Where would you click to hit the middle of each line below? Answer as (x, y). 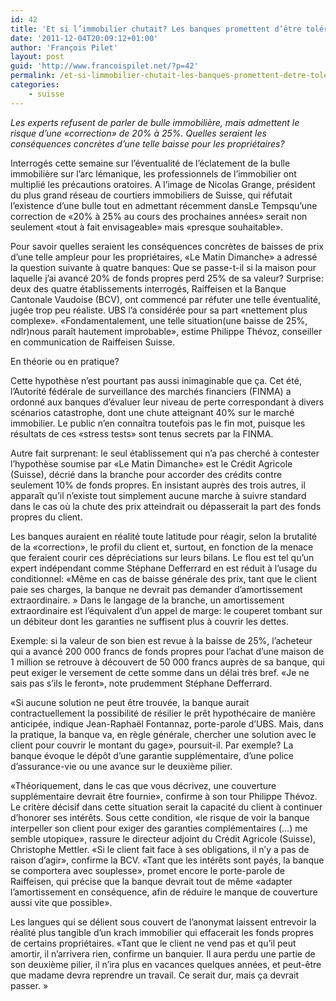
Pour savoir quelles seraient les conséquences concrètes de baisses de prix (167, 246)
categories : (35, 85)
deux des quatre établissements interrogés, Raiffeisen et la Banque (148, 288)
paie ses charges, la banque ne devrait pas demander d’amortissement (156, 589)
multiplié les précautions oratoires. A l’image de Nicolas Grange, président (163, 184)
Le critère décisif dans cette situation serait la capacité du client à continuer (166, 807)
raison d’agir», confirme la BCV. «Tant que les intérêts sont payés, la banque (167, 860)
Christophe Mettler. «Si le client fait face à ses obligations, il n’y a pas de (160, 849)
